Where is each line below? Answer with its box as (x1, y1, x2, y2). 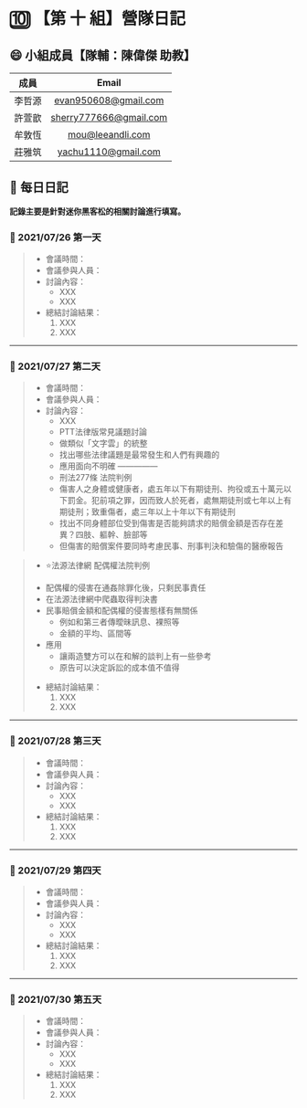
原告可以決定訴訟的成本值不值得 (58, 662, 180, 673)
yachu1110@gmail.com (57, 145, 162, 158)
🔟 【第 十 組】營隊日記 (9, 8, 185, 29)
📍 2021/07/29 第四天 (9, 864, 102, 877)
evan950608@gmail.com (54, 94, 164, 106)
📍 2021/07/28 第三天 (9, 734, 102, 747)
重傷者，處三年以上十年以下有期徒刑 (99, 506, 236, 517)
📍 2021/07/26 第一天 (9, 230, 102, 243)
